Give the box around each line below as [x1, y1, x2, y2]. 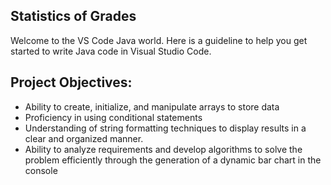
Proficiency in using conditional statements [24, 111, 203, 123]
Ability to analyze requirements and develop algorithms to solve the [24, 143, 303, 155]
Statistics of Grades [10, 8, 137, 25]
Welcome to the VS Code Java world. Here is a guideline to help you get [10, 34, 308, 46]
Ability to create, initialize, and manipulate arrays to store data [24, 100, 280, 113]
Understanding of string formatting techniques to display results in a [24, 122, 307, 134]
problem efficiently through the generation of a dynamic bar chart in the [24, 154, 322, 166]
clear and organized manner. [24, 132, 144, 144]
